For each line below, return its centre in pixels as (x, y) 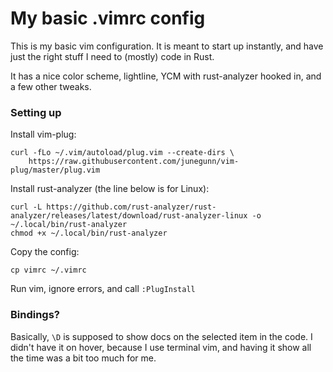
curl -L (26, 207)
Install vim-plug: (43, 134)
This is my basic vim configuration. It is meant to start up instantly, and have (167, 46)
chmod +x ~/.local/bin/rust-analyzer (89, 233)
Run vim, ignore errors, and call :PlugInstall (103, 289)
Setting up (36, 112)
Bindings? (35, 315)
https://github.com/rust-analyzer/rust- (131, 207)
